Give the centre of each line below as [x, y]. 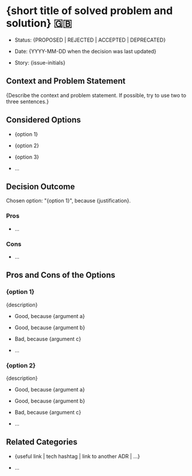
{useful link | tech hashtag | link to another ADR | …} [77, 456]
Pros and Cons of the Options [61, 275]
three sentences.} [28, 102]
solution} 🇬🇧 [39, 23]
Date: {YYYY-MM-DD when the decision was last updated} [85, 51]
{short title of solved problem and [90, 11]
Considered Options [43, 120]
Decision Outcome [40, 186]
